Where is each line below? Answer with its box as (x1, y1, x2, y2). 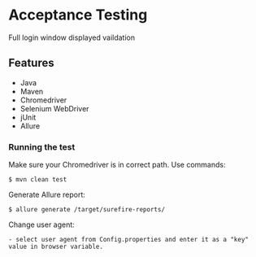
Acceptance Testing (8, 6, 148, 24)
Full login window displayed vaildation (8, 33, 136, 42)
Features (8, 56, 54, 70)
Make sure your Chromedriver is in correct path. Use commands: (8, 160, 226, 170)
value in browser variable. (8, 242, 104, 251)
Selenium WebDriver (20, 103, 89, 113)
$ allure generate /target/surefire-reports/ (8, 206, 165, 214)
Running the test (8, 141, 76, 152)
